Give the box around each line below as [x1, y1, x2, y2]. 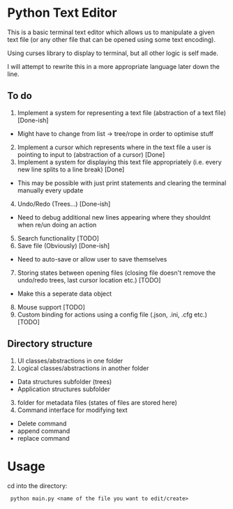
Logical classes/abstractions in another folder [17, 364, 149, 372]
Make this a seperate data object [17, 289, 112, 298]
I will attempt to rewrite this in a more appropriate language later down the [7, 62, 220, 70]
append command [17, 427, 70, 435]
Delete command [17, 419, 67, 427]
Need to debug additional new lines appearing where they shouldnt [17, 213, 211, 221]
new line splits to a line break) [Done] [17, 165, 125, 174]
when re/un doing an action [17, 220, 97, 229]
